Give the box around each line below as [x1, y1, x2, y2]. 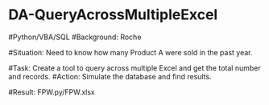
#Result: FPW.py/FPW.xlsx [8, 87, 95, 97]
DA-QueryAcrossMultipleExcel [8, 6, 218, 24]
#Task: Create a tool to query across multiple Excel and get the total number [8, 63, 261, 73]
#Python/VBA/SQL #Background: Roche [8, 32, 142, 42]
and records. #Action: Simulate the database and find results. [8, 71, 212, 81]
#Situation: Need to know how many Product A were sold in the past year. [8, 47, 253, 57]
